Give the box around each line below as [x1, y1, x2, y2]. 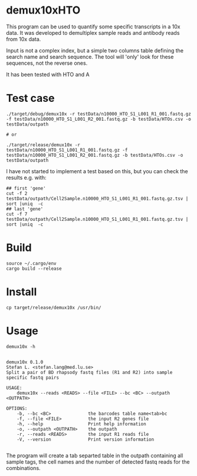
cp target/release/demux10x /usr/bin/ [6, 305, 101, 310]
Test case [6, 92, 55, 105]
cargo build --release [6, 266, 62, 272]
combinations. [6, 464, 41, 471]
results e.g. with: [6, 174, 47, 181]
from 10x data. [6, 35, 41, 42]
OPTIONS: [6, 405, 28, 411]
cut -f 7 [6, 211, 28, 217]
